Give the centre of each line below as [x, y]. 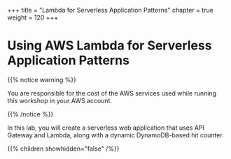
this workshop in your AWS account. [59, 100]
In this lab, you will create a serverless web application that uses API [106, 128]
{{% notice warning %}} [42, 79]
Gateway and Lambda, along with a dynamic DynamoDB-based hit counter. [115, 135]
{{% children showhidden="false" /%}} [63, 149]
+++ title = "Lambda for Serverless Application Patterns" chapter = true [110, 10]
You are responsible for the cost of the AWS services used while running [112, 93]
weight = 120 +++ [33, 17]
